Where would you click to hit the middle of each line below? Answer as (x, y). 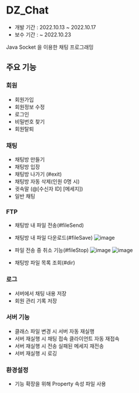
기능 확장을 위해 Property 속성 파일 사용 (60, 384)
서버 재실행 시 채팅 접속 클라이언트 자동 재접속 (67, 338)
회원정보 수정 (30, 107)
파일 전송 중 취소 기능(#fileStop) (52, 250)
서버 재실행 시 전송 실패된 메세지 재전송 (59, 346)
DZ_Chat (27, 10)
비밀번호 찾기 (30, 122)
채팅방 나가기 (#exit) (38, 174)
